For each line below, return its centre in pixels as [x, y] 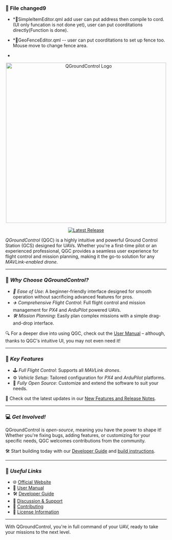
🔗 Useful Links [24, 471]
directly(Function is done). [40, 30]
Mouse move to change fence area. [50, 46]
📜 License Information [36, 512]
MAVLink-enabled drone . [31, 262]
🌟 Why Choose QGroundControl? [47, 280]
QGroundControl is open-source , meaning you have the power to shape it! [83, 430]
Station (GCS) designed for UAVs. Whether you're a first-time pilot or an [81, 246]
